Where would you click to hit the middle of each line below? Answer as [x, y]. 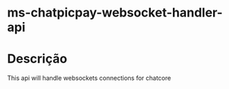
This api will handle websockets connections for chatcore [89, 78]
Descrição [37, 59]
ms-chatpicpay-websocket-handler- [115, 13]
